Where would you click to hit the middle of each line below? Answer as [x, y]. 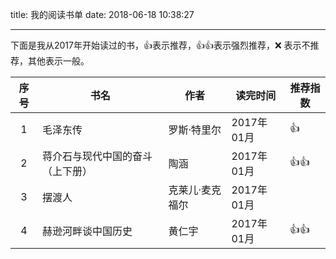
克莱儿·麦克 [195, 190]
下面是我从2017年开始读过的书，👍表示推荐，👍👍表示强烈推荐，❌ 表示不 [160, 45]
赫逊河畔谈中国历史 [87, 231]
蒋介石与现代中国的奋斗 [97, 156]
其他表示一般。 [58, 61]
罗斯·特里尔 [195, 130]
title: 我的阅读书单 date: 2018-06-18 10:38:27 [102, 14]
